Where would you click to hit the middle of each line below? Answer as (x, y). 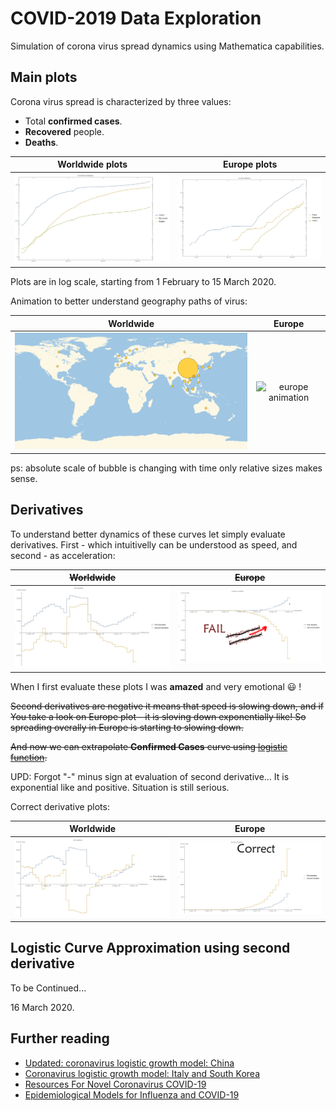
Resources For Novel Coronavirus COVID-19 (115, 1084)
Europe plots (250, 164)
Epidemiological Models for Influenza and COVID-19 (132, 1094)
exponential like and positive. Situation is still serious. (120, 787)
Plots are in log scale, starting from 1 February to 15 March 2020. (143, 282)
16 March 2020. (42, 1007)
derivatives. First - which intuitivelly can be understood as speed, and (154, 544)
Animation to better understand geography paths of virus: (129, 301)
